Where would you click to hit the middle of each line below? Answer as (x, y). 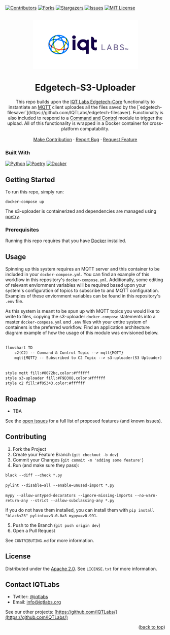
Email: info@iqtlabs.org (37, 602)
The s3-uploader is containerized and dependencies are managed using (81, 211)
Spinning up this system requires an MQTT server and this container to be (82, 269)
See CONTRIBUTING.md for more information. (50, 540)
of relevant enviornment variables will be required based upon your (76, 285)
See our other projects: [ (31, 612)
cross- (156, 123)
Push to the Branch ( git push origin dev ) (56, 525)
